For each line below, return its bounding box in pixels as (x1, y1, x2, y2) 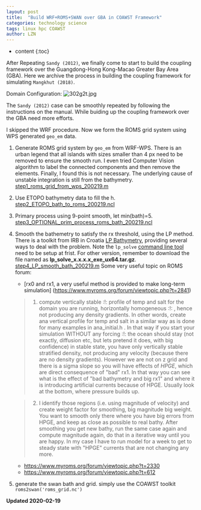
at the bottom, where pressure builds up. (38, 388, 140, 395)
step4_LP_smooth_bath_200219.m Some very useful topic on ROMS (14, 262, 183, 269)
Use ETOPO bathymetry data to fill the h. (14, 194, 116, 201)
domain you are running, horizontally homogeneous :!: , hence (38, 305, 193, 312)
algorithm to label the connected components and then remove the (14, 164, 181, 171)
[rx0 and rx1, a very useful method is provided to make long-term (23, 280, 185, 287)
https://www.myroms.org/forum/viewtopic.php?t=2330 (23, 462, 160, 470)
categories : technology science (6, 20, 87, 26)
